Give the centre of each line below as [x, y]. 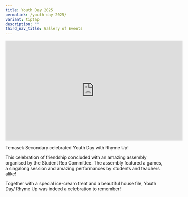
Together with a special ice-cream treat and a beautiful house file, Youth [81, 184]
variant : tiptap [22, 19]
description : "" [22, 24]
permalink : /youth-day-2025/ [36, 15]
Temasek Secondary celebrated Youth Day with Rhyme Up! [67, 148]
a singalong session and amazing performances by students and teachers [82, 169]
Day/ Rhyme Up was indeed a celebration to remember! [63, 189]
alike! [11, 174]
